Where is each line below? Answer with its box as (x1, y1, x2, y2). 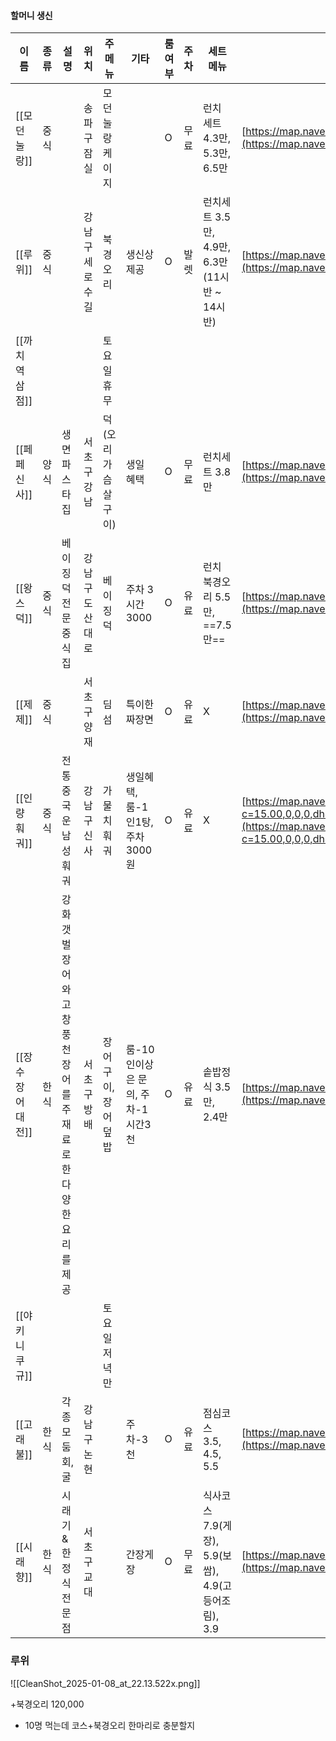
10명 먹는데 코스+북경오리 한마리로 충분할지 (24, 1719, 196, 1731)
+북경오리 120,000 (10, 1698, 85, 1710)
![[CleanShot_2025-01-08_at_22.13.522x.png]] (10, 1677, 201, 1689)
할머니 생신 (10, 9, 53, 21)
